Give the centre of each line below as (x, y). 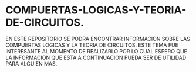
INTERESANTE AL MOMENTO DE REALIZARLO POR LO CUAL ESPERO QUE (96, 51)
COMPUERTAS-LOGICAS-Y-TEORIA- (96, 10)
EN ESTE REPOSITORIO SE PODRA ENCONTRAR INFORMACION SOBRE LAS (98, 39)
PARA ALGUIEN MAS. (31, 64)
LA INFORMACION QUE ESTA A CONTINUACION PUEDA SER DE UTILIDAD (96, 57)
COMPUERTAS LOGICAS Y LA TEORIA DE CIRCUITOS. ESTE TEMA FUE (92, 45)
